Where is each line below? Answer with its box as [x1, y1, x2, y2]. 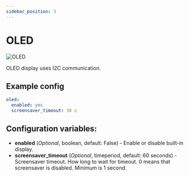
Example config [6, 81, 64, 91]
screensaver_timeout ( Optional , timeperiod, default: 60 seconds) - [14, 151, 177, 158]
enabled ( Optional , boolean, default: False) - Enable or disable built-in [14, 139, 184, 146]
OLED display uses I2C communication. [6, 64, 101, 71]
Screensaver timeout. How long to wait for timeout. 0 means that [14, 158, 171, 165]
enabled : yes [11, 102, 43, 108]
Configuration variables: [6, 124, 98, 134]
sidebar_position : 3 [6, 8, 57, 15]
